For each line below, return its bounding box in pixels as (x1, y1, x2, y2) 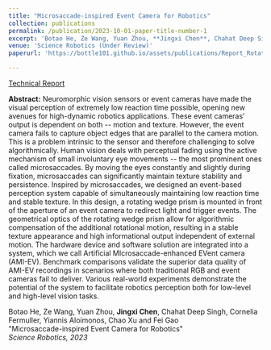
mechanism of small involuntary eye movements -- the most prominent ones (8, 154, 262, 164)
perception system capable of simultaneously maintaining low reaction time (8, 189, 260, 198)
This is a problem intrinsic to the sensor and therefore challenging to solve (8, 137, 256, 146)
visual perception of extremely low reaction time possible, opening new (8, 102, 246, 112)
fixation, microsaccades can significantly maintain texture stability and (8, 171, 243, 181)
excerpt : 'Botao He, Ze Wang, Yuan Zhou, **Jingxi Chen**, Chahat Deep (8, 34, 254, 43)
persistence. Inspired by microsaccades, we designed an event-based (8, 180, 242, 190)
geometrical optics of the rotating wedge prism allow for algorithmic (8, 215, 235, 223)
